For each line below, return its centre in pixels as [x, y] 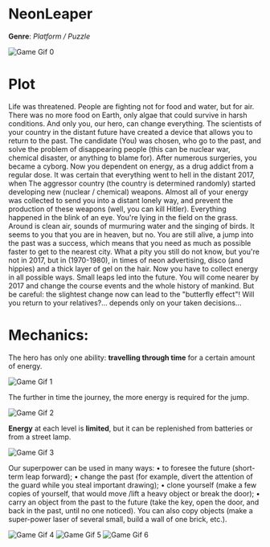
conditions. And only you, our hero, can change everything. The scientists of [135, 123]
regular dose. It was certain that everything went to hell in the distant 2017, [131, 174]
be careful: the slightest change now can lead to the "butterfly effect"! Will [131, 294]
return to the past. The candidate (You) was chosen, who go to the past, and [135, 141]
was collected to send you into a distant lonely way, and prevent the [121, 200]
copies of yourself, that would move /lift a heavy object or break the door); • [134, 493]
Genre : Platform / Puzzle [49, 36]
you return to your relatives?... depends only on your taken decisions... [125, 303]
